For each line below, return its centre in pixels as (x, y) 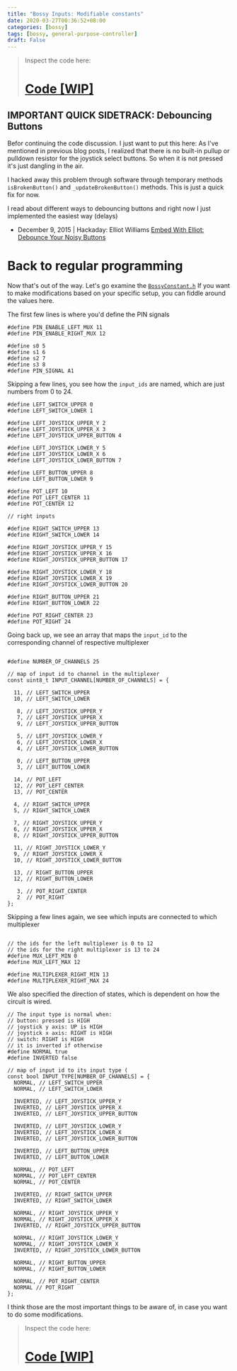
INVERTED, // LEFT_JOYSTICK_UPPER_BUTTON (76, 1114)
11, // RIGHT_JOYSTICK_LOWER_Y (60, 848)
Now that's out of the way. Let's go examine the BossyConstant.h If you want (118, 286)
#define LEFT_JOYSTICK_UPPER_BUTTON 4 (64, 436)
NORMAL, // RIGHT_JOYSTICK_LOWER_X (66, 1244)
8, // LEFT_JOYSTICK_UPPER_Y (59, 711)
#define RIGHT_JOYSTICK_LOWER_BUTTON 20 (68, 585)
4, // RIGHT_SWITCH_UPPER (52, 805)
